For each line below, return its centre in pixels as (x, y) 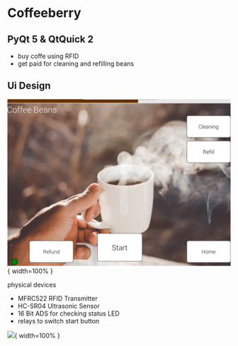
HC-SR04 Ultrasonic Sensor (59, 306)
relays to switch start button (58, 321)
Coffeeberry (44, 13)
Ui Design (29, 86)
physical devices (32, 285)
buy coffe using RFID (48, 56)
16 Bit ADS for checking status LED (69, 313)
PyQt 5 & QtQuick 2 (51, 39)
